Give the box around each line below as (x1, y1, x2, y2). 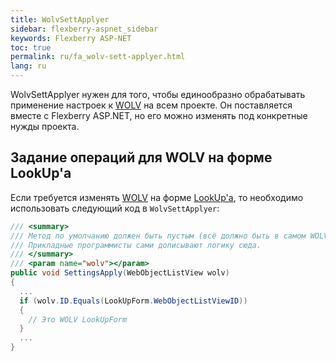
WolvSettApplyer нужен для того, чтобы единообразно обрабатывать (10, 89, 306, 100)
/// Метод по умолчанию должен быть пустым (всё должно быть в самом (10, 231, 307, 241)
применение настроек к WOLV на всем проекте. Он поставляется (10, 99, 293, 111)
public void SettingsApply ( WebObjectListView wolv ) (10, 268, 230, 278)
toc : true (10, 42, 52, 53)
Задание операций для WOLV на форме (10, 149, 273, 166)
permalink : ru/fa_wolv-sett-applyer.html (10, 52, 186, 62)
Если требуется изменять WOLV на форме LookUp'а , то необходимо (10, 191, 304, 203)
